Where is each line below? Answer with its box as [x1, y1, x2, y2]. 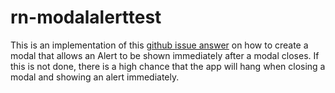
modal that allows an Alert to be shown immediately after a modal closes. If [10, 49, 320, 61]
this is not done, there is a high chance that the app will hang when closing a [10, 60, 326, 72]
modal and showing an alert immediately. [10, 71, 180, 83]
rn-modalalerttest [10, 6, 162, 29]
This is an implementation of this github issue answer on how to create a [10, 39, 309, 51]
